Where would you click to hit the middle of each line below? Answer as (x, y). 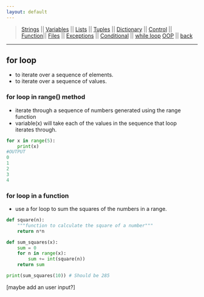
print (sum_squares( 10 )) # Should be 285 (58, 276)
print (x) (28, 146)
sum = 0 (27, 248)
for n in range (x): (42, 253)
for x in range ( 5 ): (31, 141)
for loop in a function (38, 196)
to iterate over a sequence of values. (61, 81)
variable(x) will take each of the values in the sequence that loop (96, 123)
